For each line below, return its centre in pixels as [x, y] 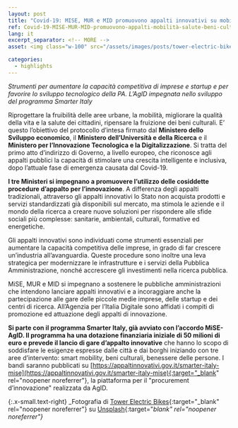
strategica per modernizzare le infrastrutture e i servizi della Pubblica [109, 262]
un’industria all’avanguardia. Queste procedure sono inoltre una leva [107, 255]
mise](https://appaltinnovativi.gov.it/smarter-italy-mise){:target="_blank [112, 373]
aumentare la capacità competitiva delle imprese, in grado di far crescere [114, 248]
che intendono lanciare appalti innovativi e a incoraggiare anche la [105, 291]
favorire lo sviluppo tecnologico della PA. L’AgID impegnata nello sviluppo [115, 93]
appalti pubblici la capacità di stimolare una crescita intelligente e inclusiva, [118, 160]
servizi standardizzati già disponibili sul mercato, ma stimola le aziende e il [116, 204]
